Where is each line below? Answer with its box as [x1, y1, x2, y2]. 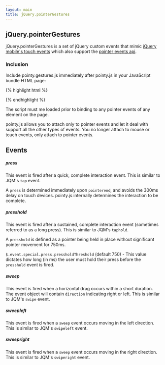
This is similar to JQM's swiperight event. [5, 354, 90, 360]
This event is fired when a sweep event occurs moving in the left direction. [5, 320, 155, 326]
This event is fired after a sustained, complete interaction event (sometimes [5, 221, 159, 227]
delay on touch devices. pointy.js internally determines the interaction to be [5, 192, 159, 198]
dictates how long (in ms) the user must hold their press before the [5, 256, 141, 262]
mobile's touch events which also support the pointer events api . [5, 49, 137, 54]
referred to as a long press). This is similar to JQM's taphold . [5, 226, 129, 233]
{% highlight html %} [5, 87, 48, 93]
